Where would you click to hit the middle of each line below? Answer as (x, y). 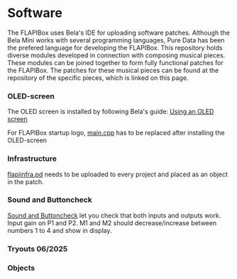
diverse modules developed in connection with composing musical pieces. (116, 55)
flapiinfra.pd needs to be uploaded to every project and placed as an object (118, 174)
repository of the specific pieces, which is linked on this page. (98, 78)
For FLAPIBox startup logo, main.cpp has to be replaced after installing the (116, 133)
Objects (21, 268)
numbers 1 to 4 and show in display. (60, 230)
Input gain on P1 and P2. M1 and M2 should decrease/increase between (112, 223)
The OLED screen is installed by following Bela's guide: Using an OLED (111, 112)
